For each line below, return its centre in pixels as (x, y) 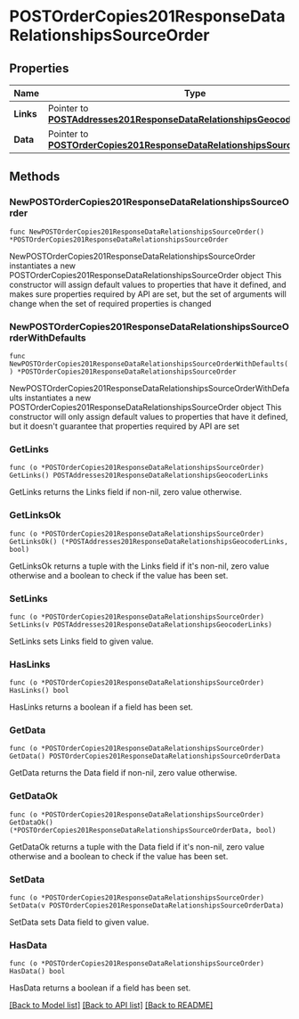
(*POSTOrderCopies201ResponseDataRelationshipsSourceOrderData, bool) (143, 830)
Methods (35, 177)
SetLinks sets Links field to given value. (81, 641)
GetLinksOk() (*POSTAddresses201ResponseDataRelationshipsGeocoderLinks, (149, 541)
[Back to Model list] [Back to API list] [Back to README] (111, 1006)
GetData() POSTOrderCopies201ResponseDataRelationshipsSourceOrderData (145, 756)
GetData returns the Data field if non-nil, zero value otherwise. (123, 773)
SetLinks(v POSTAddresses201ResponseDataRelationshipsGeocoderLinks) (141, 625)
